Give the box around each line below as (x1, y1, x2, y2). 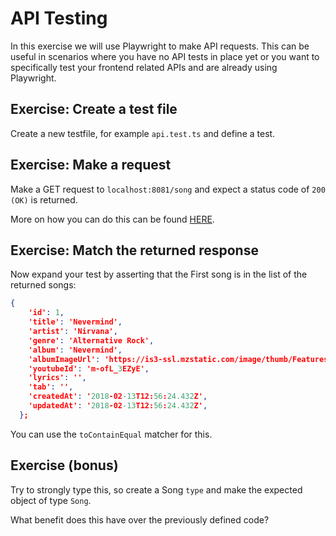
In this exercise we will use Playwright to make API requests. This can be (10, 40, 310, 52)
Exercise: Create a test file (10, 101, 178, 118)
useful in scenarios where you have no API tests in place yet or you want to (10, 50, 320, 62)
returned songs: (10, 279, 77, 291)
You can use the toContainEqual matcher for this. (10, 428, 213, 440)
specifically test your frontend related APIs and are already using (10, 61, 278, 73)
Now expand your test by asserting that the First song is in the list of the (10, 268, 308, 281)
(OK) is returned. (10, 193, 78, 206)
